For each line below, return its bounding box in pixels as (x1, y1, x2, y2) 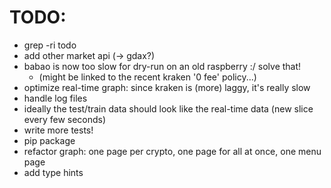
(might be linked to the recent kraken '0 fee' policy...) (38, 71, 257, 83)
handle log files (23, 92, 88, 104)
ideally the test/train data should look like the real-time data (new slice (23, 102, 314, 115)
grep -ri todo (23, 39, 77, 51)
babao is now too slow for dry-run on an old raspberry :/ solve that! (23, 60, 302, 72)
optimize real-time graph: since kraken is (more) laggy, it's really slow (23, 81, 311, 93)
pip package (23, 134, 76, 146)
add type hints (23, 166, 84, 178)
